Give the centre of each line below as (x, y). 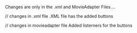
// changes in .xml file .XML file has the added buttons (59, 16)
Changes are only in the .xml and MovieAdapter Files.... (60, 7)
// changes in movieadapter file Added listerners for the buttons (69, 25)
